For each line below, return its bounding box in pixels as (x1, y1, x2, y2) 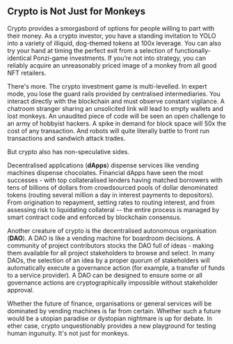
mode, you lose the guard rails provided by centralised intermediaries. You (7, 89, 221, 98)
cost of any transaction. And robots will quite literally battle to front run (7, 126, 210, 135)
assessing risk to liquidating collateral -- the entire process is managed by (7, 205, 220, 214)
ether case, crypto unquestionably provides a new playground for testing (7, 321, 216, 330)
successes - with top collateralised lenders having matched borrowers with (7, 176, 223, 184)
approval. (7, 285, 35, 294)
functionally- (174, 46, 211, 54)
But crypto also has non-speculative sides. (7, 147, 130, 156)
